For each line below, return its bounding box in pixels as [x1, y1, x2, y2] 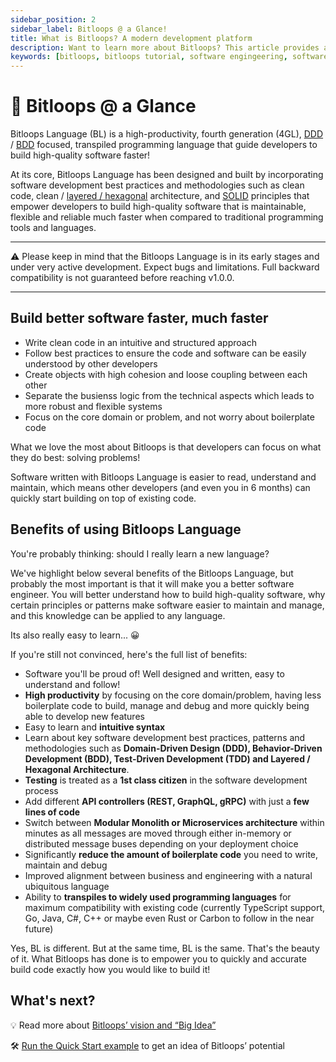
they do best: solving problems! [10, 451, 141, 463]
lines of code [24, 806, 81, 818]
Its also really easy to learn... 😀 [10, 629, 140, 641]
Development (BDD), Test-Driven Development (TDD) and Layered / [24, 752, 311, 765]
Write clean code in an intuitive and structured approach [24, 336, 257, 348]
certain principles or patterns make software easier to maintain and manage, [10, 599, 325, 611]
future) [24, 922, 54, 935]
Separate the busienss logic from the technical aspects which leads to [24, 389, 315, 401]
